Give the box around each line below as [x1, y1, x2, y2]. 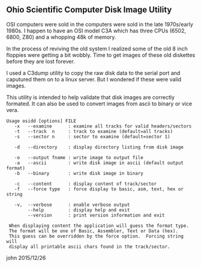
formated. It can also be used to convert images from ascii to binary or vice [6, 100, 193, 107]
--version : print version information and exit [28, 212, 165, 218]
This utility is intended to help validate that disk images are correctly [6, 93, 175, 101]
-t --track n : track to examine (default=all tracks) [14, 128, 173, 134]
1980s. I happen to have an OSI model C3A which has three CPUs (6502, [6, 27, 187, 34]
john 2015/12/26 [6, 254, 46, 261]
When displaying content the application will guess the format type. [8, 223, 189, 229]
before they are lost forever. [6, 57, 75, 65]
